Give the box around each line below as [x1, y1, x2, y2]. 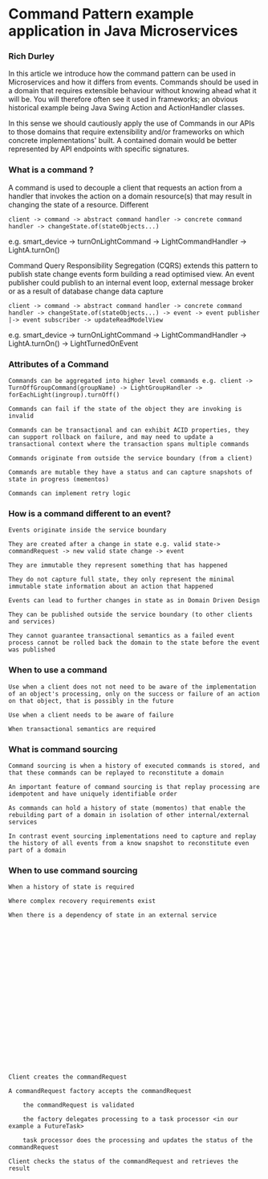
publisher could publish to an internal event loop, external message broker [8, 277, 254, 287]
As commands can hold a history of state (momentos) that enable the [8, 803, 246, 812]
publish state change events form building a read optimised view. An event [8, 269, 255, 278]
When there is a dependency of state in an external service [8, 911, 217, 919]
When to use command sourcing [8, 865, 138, 876]
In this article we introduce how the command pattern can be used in [8, 69, 236, 79]
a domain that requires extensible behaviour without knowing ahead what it [8, 86, 257, 96]
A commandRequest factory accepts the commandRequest [8, 1087, 193, 1095]
